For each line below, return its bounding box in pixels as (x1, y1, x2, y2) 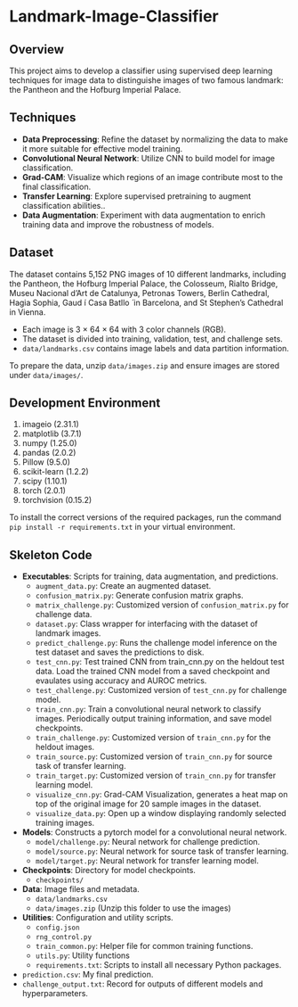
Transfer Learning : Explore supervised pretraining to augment (21, 190, 252, 202)
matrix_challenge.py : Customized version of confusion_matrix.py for (35, 599, 289, 610)
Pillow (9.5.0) (21, 457, 71, 467)
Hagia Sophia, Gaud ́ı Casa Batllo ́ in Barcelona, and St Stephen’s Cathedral (9, 297, 284, 308)
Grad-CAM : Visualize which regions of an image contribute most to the (21, 171, 283, 182)
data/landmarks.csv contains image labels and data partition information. (21, 343, 289, 353)
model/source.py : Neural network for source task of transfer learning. (35, 846, 289, 857)
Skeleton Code (9, 547, 93, 563)
